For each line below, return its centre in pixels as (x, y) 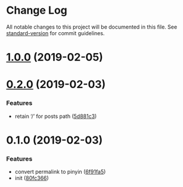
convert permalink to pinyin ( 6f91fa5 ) (60, 172)
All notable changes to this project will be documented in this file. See (92, 27)
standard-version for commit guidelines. (55, 33)
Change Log (37, 10)
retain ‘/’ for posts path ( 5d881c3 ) (56, 116)
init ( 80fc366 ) (32, 178)
